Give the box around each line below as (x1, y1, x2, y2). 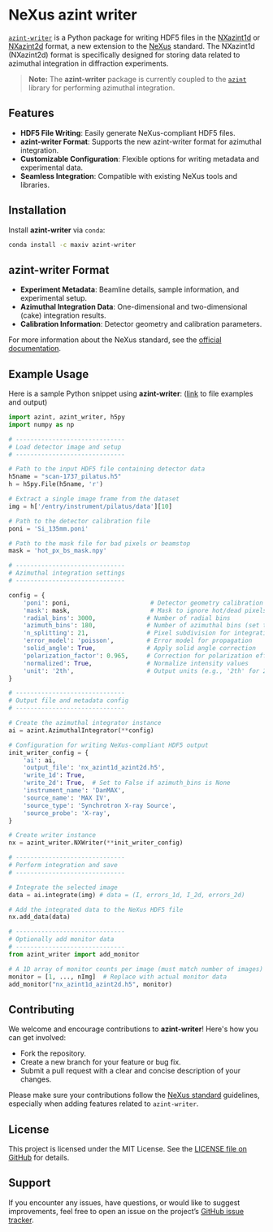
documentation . (8, 344, 62, 354)
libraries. (19, 180, 50, 189)
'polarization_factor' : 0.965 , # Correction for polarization (23, 652, 253, 660)
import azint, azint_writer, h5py (8, 413, 126, 422)
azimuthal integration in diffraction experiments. (8, 59, 169, 68)
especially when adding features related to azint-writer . (8, 1099, 199, 1108)
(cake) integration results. (19, 310, 107, 320)
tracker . (8, 1215, 34, 1225)
